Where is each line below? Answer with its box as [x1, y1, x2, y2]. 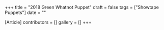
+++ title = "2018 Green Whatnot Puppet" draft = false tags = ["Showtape [5, 4, 159, 10]
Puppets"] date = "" [5, 9, 46, 15]
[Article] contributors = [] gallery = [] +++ [5, 19, 92, 25]
